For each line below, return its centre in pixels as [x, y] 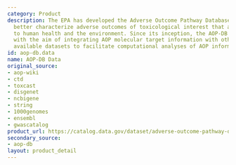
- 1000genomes [28, 112]
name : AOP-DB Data [34, 60]
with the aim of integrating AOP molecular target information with [116, 40]
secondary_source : [34, 138]
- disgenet [23, 92]
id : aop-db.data [31, 53]
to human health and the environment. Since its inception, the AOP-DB [121, 33]
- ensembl [22, 118]
